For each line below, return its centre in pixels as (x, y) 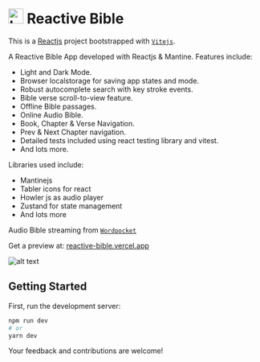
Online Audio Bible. (51, 115)
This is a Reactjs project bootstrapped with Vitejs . (92, 41)
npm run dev (28, 321)
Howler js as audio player (62, 197)
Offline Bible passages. (58, 106)
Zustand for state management (71, 206)
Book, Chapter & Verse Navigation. (77, 123)
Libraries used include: (46, 164)
